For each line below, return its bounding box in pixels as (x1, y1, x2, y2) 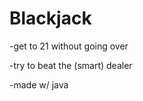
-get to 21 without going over (9, 40, 129, 52)
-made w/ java (9, 78, 69, 91)
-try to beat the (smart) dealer (9, 59, 133, 71)
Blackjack (9, 7, 92, 30)
